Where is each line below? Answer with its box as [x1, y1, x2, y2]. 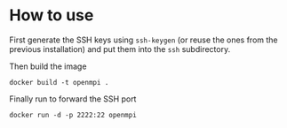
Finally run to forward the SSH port [9, 94, 137, 104]
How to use [9, 5, 94, 26]
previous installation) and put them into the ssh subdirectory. [9, 43, 231, 54]
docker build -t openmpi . [9, 78, 109, 87]
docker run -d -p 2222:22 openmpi [9, 110, 138, 119]
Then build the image [9, 61, 87, 72]
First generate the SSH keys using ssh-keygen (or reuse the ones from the [9, 34, 278, 45]
